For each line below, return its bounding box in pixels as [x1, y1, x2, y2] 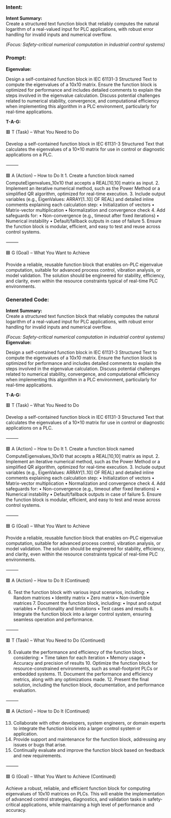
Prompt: [6, 54, 27, 62]
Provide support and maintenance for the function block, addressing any [13, 736, 166, 742]
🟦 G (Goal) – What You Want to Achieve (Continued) [6, 773, 116, 780]
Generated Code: [6, 296, 50, 303]
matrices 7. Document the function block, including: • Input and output [13, 600, 161, 606]
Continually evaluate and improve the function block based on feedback [13, 747, 165, 753]
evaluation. [13, 687, 37, 693]
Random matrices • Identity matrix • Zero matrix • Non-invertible [13, 595, 150, 601]
